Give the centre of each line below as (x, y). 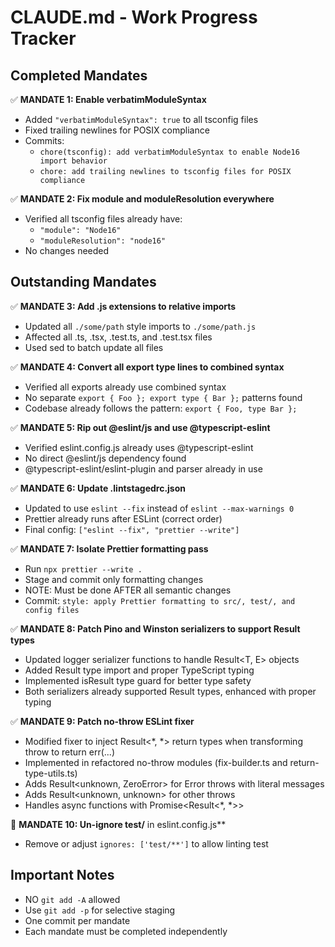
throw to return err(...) (69, 752)
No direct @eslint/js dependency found (105, 458)
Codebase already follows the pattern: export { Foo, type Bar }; (161, 408)
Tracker (43, 38)
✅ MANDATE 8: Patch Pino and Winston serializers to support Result (155, 628)
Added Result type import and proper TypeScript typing (139, 670)
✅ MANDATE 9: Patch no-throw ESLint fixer (102, 721)
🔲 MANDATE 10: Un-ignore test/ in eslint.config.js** (118, 824)
